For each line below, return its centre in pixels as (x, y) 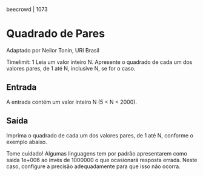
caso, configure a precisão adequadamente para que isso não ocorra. (93, 166)
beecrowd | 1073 (27, 9)
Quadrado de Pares (55, 34)
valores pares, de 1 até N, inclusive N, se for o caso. (71, 68)
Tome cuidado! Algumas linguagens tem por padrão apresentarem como (97, 153)
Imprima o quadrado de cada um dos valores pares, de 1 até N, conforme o (100, 135)
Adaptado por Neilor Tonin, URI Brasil (53, 50)
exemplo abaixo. (27, 142)
